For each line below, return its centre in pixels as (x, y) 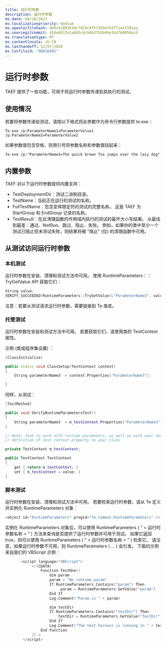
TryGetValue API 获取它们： (33, 281)
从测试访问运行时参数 (38, 249)
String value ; (20, 291)
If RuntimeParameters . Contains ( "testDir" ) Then (99, 612)
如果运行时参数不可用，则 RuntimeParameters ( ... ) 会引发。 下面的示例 (86, 546)
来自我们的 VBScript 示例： (33, 552)
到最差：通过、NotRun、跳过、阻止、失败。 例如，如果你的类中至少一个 (85, 225)
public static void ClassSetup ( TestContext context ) (61, 367)
